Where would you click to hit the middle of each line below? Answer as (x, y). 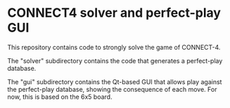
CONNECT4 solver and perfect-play (114, 13)
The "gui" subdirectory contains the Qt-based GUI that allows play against (115, 81)
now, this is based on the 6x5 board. (60, 97)
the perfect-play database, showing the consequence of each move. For (112, 89)
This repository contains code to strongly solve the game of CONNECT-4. (114, 47)
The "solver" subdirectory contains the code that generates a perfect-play (115, 60)
